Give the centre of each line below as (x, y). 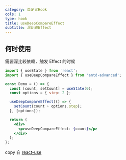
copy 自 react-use (23, 152)
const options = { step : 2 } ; (40, 93)
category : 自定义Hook (26, 10)
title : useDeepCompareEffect (35, 23)
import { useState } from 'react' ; (41, 70)
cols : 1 (13, 14)
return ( (18, 120)
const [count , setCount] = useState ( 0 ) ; (51, 88)
